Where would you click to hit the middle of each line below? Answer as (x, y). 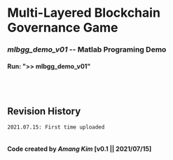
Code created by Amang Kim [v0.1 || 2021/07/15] (79, 149)
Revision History (44, 111)
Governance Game (63, 28)
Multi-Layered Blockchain (84, 13)
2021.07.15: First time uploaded (56, 127)
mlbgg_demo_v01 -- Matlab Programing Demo (87, 50)
